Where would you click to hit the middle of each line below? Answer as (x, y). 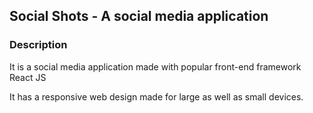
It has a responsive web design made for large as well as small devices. (156, 96)
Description (38, 45)
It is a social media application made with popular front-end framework (155, 66)
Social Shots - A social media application (139, 16)
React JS (28, 77)
